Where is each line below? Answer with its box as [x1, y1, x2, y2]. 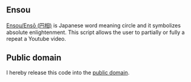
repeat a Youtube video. [6, 35, 67, 42]
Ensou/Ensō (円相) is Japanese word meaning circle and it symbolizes [6, 21, 181, 29]
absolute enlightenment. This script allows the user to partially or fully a [6, 29, 185, 36]
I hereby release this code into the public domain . [6, 69, 130, 76]
